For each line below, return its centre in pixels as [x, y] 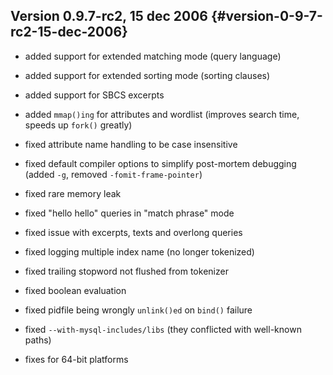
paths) [38, 340]
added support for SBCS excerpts [94, 95]
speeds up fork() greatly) [78, 125]
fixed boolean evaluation [75, 290]
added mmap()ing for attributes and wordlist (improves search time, [162, 114]
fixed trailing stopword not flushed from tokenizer [126, 271]
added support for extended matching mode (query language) [153, 56]
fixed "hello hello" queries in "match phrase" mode [129, 213]
